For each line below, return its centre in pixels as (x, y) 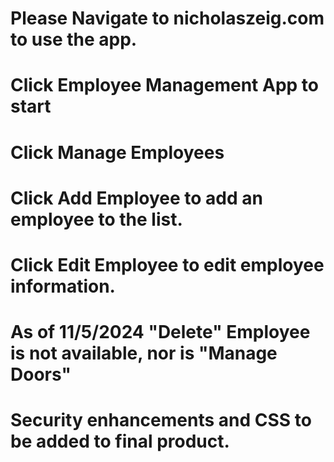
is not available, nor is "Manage (144, 353)
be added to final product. (120, 441)
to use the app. (74, 39)
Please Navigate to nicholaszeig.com (167, 18)
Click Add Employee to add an (136, 198)
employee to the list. (96, 219)
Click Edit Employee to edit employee (167, 264)
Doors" (41, 374)
